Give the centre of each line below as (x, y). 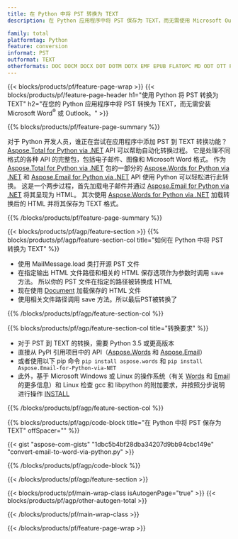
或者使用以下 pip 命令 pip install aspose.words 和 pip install (110, 361)
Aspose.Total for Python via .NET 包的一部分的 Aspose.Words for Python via (119, 168)
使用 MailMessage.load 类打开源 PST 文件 (79, 264)
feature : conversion (38, 47)
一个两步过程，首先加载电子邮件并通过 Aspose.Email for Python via (131, 186)
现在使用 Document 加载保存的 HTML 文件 (79, 291)
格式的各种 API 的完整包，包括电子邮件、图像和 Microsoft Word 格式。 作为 (117, 160)
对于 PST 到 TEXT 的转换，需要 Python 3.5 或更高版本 (96, 343)
